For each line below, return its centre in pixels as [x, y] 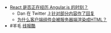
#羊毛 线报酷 [23, 26]
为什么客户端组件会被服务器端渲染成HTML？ [62, 19]
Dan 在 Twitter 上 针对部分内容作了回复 [56, 13]
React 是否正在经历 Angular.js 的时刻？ [49, 7]
